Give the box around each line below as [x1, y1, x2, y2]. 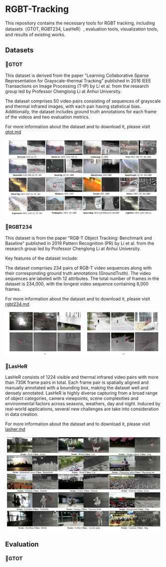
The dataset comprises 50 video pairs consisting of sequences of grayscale [5, 98, 161, 104]
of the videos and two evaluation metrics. [5, 114, 90, 120]
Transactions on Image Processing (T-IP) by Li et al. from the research [5, 83, 149, 89]
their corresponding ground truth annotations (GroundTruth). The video [5, 270, 151, 276]
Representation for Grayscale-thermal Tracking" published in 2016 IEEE [5, 77, 152, 83]
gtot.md [5, 129, 21, 135]
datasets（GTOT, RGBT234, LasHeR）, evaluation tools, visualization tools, [5, 26, 159, 32]
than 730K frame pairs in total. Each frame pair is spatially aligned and [5, 379, 149, 385]
